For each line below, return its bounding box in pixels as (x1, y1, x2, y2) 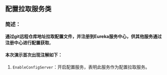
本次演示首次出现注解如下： (5, 52, 63, 58)
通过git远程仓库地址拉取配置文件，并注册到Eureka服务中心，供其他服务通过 (5, 33, 162, 39)
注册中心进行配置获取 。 (5, 39, 54, 45)
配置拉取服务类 (5, 4, 52, 13)
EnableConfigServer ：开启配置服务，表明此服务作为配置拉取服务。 (12, 64, 150, 70)
